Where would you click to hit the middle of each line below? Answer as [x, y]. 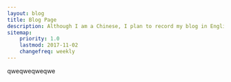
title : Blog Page [32, 20]
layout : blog [26, 13]
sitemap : [20, 32]
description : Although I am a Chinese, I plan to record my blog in [107, 26]
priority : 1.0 [40, 39]
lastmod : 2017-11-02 [49, 45]
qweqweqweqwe [31, 71]
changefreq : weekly [47, 52]
